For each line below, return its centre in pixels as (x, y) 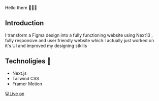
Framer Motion (27, 84)
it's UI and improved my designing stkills (46, 46)
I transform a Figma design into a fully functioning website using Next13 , (79, 35)
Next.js (19, 73)
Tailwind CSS (26, 78)
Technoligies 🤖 (28, 61)
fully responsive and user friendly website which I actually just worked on (79, 40)
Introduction (25, 23)
